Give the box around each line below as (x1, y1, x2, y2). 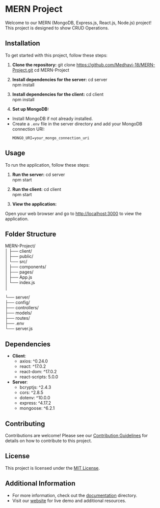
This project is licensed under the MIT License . (5, 465, 100, 471)
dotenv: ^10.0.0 (19, 395, 51, 401)
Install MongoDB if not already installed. (12, 116, 93, 121)
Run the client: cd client (12, 186, 61, 192)
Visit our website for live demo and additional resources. (12, 498, 127, 504)
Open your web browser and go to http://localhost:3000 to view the (5, 210, 142, 216)
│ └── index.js (5, 279, 35, 286)
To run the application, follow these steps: (5, 162, 90, 168)
